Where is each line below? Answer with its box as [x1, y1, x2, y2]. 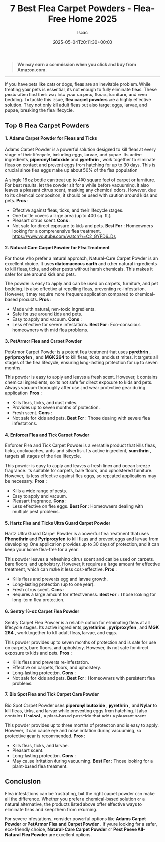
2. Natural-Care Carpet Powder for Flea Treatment [5, 245, 110, 250]
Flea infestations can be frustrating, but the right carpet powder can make [5, 790, 155, 796]
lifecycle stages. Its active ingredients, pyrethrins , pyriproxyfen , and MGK [5, 624, 159, 630]
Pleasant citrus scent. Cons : [12, 218, 71, 223]
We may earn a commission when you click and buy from [17, 62, 136, 67]
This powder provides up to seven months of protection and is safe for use [5, 639, 156, 645]
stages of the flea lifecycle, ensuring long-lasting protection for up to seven [5, 359, 158, 365]
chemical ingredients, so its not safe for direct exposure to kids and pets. [5, 379, 153, 385]
